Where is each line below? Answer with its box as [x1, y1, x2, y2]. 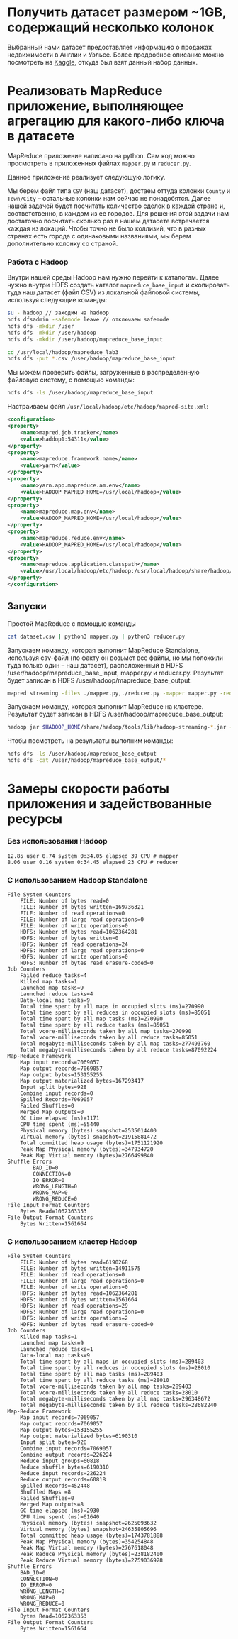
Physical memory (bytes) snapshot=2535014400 [20, 1127, 157, 1134]
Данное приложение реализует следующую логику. [7, 172, 166, 181]
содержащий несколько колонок [7, 19, 215, 35]
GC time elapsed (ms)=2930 [20, 1507, 100, 1515]
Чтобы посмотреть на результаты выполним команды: [7, 736, 174, 745]
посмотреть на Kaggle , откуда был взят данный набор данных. [7, 57, 198, 66]
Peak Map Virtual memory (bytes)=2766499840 [20, 1152, 154, 1159]
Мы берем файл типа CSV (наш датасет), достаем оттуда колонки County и [7, 186, 231, 195]
